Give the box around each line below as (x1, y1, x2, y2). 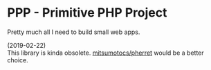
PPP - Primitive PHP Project (7, 5, 167, 21)
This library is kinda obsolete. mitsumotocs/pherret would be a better (7, 49, 204, 57)
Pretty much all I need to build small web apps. (7, 28, 140, 36)
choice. (7, 55, 29, 64)
